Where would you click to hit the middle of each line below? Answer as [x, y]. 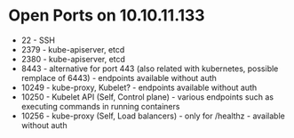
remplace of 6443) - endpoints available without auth [119, 77]
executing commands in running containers [100, 106]
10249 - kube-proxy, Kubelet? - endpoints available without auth [139, 87]
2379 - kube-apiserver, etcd [73, 49]
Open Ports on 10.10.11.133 [107, 16]
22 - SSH [38, 40]
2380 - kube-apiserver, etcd [73, 59]
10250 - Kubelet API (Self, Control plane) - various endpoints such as [147, 97]
